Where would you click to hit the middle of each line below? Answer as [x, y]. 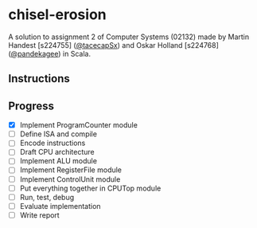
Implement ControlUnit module [70, 179]
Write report [39, 215]
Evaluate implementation [60, 206]
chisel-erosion [57, 15]
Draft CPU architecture [57, 152]
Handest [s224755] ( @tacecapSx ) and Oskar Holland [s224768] [113, 45]
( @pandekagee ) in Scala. [50, 53]
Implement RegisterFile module [70, 170]
